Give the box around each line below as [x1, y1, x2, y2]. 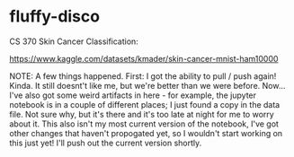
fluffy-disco [9, 6, 101, 27]
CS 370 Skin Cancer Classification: [9, 36, 139, 47]
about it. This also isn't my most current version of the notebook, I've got [9, 118, 279, 129]
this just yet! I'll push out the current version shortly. [9, 137, 202, 148]
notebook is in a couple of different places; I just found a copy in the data [9, 99, 281, 109]
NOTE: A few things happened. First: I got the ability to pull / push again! [9, 70, 277, 82]
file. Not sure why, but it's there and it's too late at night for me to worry [9, 109, 274, 119]
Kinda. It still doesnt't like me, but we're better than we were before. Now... [9, 80, 286, 91]
